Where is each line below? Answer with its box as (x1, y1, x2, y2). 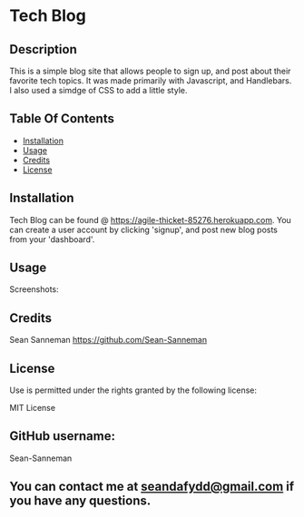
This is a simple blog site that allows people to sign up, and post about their (9, 65, 291, 76)
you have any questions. (9, 493, 152, 509)
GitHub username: (9, 428, 116, 444)
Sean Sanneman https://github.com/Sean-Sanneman (9, 335, 207, 346)
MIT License (9, 403, 56, 414)
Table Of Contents (9, 111, 115, 127)
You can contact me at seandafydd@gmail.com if (9, 479, 295, 494)
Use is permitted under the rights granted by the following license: (9, 385, 257, 395)
